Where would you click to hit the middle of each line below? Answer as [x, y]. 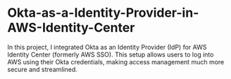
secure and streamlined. [42, 69]
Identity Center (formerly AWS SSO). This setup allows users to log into [111, 55]
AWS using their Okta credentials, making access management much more [116, 62]
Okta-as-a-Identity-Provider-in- [103, 13]
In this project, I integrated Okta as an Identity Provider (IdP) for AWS [107, 47]
